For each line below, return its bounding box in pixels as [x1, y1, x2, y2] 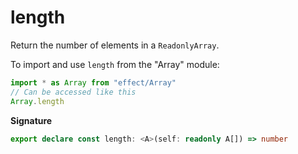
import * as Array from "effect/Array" [10, 77, 177, 88]
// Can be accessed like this [10, 87, 137, 97]
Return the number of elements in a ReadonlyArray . [10, 39, 220, 51]
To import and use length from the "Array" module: [10, 58, 220, 70]
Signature [10, 114, 53, 126]
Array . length [10, 96, 65, 106]
